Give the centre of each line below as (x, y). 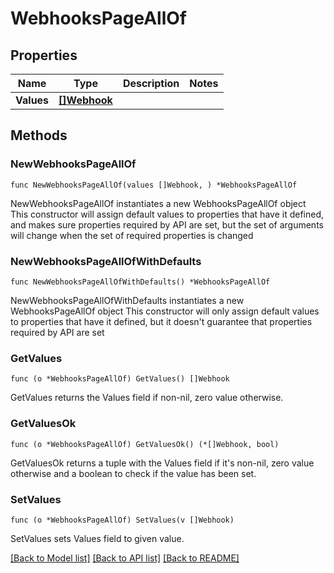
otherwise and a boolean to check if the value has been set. (133, 473)
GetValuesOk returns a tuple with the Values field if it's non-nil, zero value (162, 463)
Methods (39, 135)
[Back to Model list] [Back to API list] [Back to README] (125, 558)
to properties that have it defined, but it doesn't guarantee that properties (161, 321)
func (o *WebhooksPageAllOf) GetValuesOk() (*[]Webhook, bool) (145, 444)
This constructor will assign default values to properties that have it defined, (167, 214)
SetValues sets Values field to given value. (97, 538)
